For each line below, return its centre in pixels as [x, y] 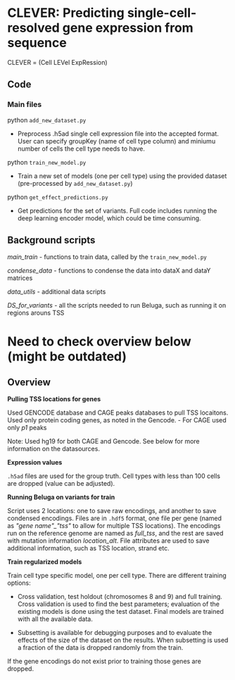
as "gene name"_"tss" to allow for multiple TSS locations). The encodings [114, 526]
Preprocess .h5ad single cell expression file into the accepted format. [118, 133]
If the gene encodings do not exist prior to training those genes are [104, 661]
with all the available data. [55, 619]
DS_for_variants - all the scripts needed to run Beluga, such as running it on [117, 306]
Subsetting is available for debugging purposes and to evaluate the [115, 633]
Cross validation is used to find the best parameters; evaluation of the [119, 604]
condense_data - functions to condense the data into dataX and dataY [109, 271]
